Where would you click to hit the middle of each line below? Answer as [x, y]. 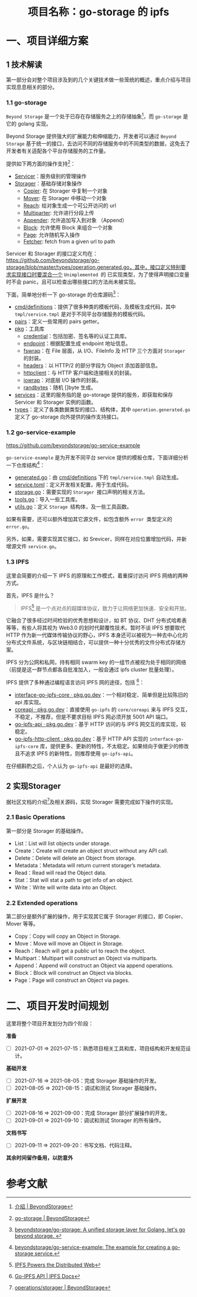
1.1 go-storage [27, 103]
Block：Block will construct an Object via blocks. [74, 973]
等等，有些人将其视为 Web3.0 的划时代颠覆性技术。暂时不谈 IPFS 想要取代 [96, 628]
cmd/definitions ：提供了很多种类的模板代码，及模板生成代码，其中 [95, 307]
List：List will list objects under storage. [63, 843]
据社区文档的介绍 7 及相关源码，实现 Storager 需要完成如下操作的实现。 [91, 801]
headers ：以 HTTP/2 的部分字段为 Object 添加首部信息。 [92, 366]
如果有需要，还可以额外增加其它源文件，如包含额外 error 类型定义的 [89, 519]
